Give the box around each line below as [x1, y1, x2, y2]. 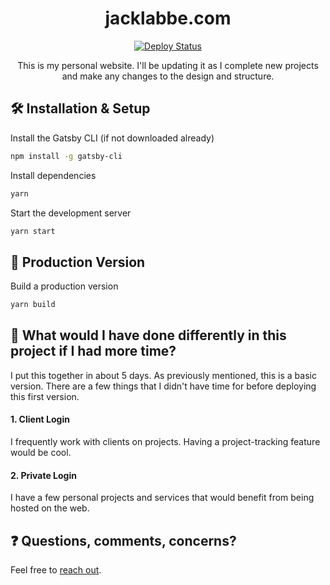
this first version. [10, 390, 80, 402]
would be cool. [10, 447, 72, 459]
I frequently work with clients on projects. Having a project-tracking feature [10, 436, 321, 448]
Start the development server [10, 207, 132, 219]
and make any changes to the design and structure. [61, 70, 275, 82]
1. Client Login [10, 413, 70, 426]
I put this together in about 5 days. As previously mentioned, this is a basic [10, 369, 317, 381]
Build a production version [10, 280, 119, 292]
